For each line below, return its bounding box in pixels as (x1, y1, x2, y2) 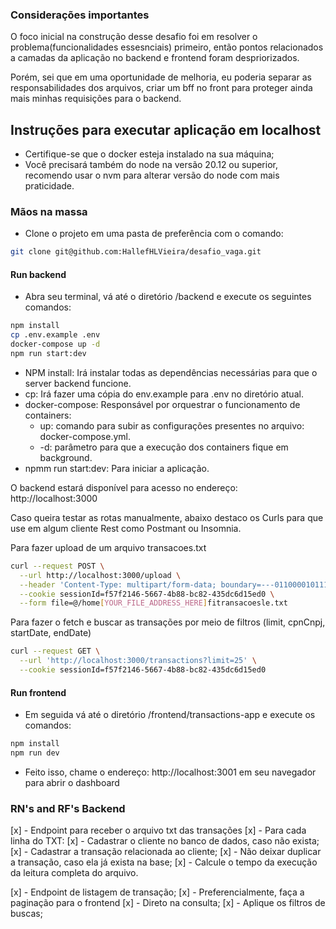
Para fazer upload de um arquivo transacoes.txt (10, 541, 207, 553)
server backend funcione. (24, 377, 132, 389)
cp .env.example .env (10, 330, 101, 340)
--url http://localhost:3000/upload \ (19, 570, 182, 580)
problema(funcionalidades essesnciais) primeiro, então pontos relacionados (10, 41, 324, 53)
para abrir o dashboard (24, 776, 120, 788)
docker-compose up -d (10, 339, 101, 350)
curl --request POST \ (10, 561, 105, 571)
